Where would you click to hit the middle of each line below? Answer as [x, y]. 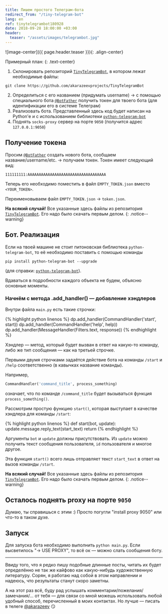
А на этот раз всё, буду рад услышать [46, 590]
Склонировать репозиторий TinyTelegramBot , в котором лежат [79, 71]
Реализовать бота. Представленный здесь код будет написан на [81, 111]
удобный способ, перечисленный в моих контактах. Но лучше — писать [82, 601]
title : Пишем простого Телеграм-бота [44, 10]
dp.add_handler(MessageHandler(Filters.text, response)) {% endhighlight [81, 329]
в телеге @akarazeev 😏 [30, 606]
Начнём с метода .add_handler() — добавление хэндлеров [80, 298]
